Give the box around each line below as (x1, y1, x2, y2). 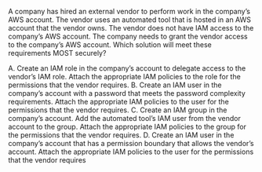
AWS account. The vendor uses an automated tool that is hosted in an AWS (8, 15, 252, 24)
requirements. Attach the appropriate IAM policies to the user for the (8, 97, 229, 106)
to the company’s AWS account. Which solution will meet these (8, 40, 212, 49)
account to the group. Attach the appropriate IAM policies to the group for (8, 122, 247, 131)
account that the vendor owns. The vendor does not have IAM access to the (8, 24, 254, 32)
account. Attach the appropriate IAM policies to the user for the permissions (8, 147, 254, 156)
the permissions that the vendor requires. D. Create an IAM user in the (8, 130, 235, 140)
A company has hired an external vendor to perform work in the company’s (8, 7, 251, 16)
